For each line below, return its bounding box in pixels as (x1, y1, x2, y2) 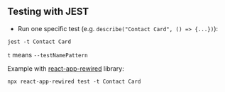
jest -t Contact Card (7, 38, 72, 45)
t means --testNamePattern (7, 50, 88, 59)
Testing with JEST (7, 6, 89, 18)
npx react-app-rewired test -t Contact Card (7, 78, 141, 85)
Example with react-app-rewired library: (7, 64, 124, 73)
